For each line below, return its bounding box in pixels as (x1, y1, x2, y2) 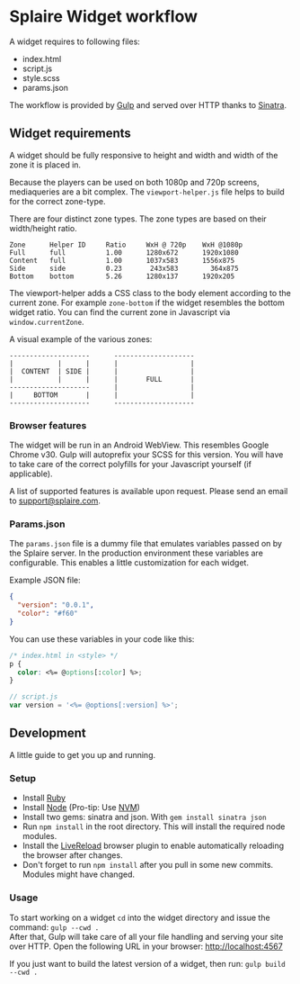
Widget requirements (9, 126, 132, 141)
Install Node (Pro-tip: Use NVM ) (22, 802, 141, 813)
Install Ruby (22, 792, 66, 803)
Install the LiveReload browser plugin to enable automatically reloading (22, 840, 285, 852)
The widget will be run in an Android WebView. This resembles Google (9, 439, 269, 451)
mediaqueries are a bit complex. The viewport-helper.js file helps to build (9, 186, 285, 197)
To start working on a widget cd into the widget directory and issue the (9, 912, 271, 923)
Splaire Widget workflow (9, 6, 198, 27)
